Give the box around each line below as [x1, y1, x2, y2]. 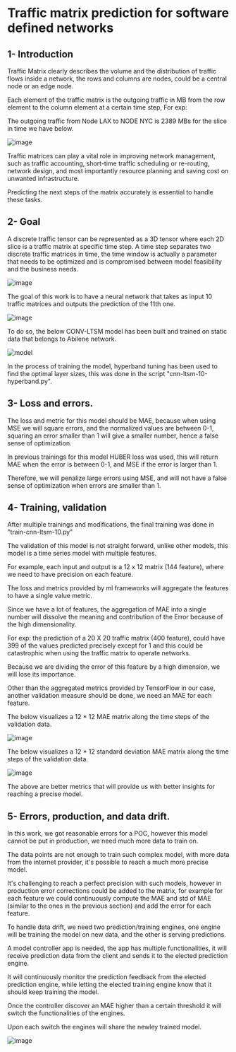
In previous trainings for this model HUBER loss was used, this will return [7, 452, 218, 461]
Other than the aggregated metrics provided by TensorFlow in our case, [7, 684, 216, 692]
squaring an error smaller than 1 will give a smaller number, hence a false [7, 431, 219, 440]
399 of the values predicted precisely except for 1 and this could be [7, 641, 204, 650]
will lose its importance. [7, 670, 76, 679]
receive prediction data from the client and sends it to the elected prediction [7, 952, 228, 960]
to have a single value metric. [7, 592, 93, 600]
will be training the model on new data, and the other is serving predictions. [7, 930, 227, 939]
